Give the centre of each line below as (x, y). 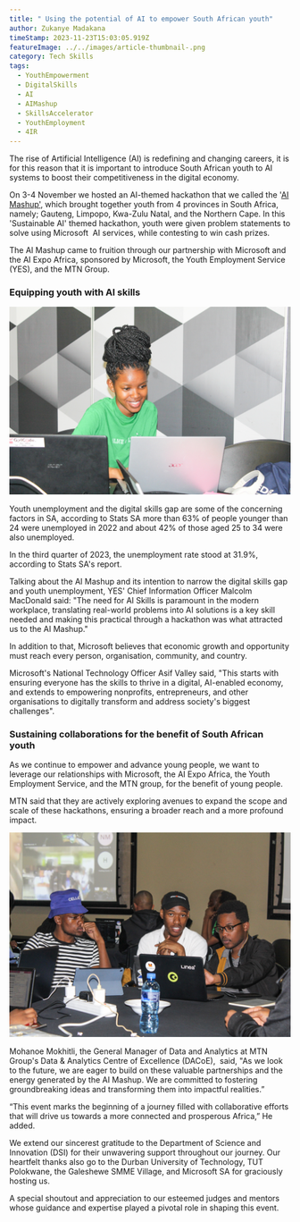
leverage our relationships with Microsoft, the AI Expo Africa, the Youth (140, 774)
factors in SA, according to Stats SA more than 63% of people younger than (149, 518)
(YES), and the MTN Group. (59, 269)
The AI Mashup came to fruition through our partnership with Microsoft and (148, 250)
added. (22, 1125)
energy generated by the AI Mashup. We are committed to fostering (133, 1079)
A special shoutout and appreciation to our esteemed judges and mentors (145, 1198)
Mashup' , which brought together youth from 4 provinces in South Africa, (144, 205)
